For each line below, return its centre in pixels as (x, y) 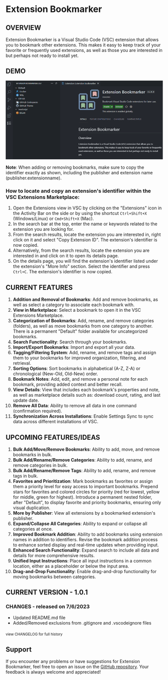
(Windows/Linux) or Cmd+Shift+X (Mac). (53, 219)
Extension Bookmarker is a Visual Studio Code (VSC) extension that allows (82, 39)
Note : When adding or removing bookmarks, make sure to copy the (75, 167)
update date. (26, 400)
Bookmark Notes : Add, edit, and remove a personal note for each (80, 379)
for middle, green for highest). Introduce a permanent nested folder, (83, 497)
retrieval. (22, 363)
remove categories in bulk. (40, 465)
